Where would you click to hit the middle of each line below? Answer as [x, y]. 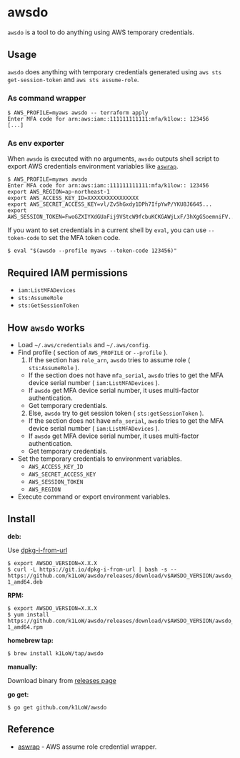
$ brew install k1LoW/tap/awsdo [55, 653]
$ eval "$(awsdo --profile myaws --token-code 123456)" [92, 251]
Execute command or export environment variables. [94, 497]
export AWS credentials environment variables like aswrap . [93, 166]
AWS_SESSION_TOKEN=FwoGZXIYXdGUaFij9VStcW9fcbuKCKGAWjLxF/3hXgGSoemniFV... [122, 217]
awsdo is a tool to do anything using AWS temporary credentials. [101, 32]
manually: [22, 667]
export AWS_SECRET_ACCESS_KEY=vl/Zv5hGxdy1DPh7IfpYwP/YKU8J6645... [110, 204]
